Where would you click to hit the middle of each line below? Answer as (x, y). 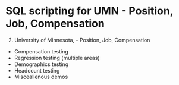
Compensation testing (41, 51)
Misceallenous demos (41, 77)
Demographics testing (41, 64)
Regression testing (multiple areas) (57, 58)
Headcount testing (37, 70)
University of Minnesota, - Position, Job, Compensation (82, 40)
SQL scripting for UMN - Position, (89, 11)
